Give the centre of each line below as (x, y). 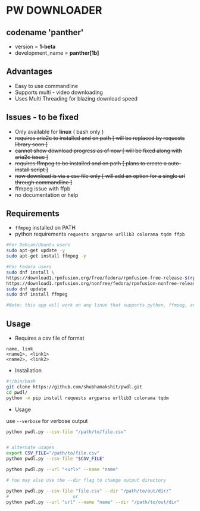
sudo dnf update (26, 289)
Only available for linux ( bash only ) (59, 131)
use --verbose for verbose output (47, 421)
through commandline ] (43, 182)
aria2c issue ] (32, 157)
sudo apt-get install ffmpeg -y (46, 256)
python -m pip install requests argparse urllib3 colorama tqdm (87, 398)
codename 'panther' (45, 32)
